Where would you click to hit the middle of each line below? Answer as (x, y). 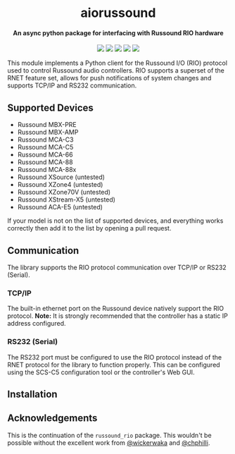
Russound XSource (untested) (61, 177)
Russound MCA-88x (47, 170)
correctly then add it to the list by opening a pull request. (89, 228)
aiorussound (118, 13)
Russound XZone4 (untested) (60, 185)
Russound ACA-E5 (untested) (60, 207)
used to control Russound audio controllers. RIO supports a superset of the (116, 70)
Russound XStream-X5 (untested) (66, 200)
